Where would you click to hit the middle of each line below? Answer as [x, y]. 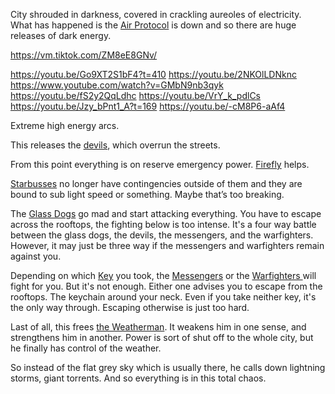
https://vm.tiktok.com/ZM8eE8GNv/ [84, 55]
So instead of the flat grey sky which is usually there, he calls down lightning [168, 367]
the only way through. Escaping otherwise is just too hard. [130, 307]
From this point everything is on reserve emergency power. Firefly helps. [160, 164]
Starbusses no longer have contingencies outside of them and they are [156, 183]
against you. [36, 256]
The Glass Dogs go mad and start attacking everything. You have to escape [166, 213]
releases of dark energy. [61, 35]
